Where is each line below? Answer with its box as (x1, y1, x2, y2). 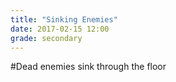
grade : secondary (10, 33, 83, 43)
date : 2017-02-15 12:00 (10, 24, 110, 34)
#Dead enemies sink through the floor (10, 61, 167, 73)
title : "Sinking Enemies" (10, 14, 118, 25)
